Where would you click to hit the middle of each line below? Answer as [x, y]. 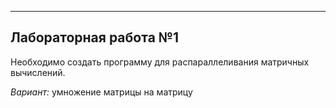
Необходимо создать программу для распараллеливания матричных [160, 62]
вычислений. [38, 72]
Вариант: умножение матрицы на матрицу [101, 92]
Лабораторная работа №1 [95, 37]
